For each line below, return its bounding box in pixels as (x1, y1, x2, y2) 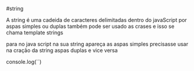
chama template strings (6, 29, 64, 36)
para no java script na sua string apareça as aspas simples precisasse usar (6, 41, 189, 47)
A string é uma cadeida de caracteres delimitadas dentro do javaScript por (6, 17, 188, 23)
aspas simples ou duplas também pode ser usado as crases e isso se (6, 23, 175, 30)
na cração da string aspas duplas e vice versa (6, 47, 118, 54)
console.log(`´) (6, 59, 42, 65)
